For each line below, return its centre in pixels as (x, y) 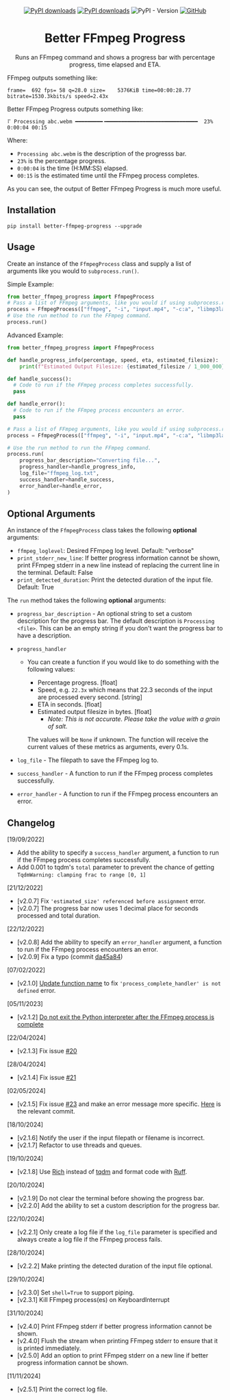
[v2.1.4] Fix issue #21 (47, 1078)
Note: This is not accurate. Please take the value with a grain (134, 719)
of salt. (57, 726)
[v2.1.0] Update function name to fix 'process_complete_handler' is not (119, 983)
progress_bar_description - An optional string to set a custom (104, 614)
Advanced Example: (35, 335)
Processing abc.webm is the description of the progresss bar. (102, 153)
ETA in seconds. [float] (69, 704)
